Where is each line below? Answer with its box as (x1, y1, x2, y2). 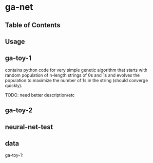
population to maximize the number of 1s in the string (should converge (5, 77, 148, 83)
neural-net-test (5, 122, 53, 131)
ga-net (5, 1, 33, 13)
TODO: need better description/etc (5, 92, 75, 98)
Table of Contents (5, 21, 61, 29)
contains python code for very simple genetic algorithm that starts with (5, 67, 148, 73)
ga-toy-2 (5, 106, 33, 115)
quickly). (5, 82, 23, 88)
